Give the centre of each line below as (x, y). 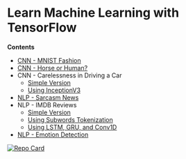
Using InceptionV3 (54, 90)
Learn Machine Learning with (93, 13)
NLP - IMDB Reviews (47, 105)
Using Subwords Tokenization (70, 119)
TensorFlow (42, 28)
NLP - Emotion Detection (53, 135)
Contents (21, 47)
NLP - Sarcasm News (48, 97)
